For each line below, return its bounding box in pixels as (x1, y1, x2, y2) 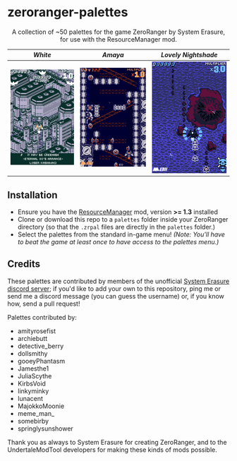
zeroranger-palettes (7, 4, 128, 20)
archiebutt (17, 334, 48, 342)
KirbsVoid (17, 379, 46, 388)
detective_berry (17, 342, 64, 350)
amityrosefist (17, 326, 56, 335)
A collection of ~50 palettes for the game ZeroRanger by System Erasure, (11, 28, 226, 36)
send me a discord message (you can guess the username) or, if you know (7, 292, 224, 300)
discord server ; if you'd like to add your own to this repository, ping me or (7, 284, 221, 293)
